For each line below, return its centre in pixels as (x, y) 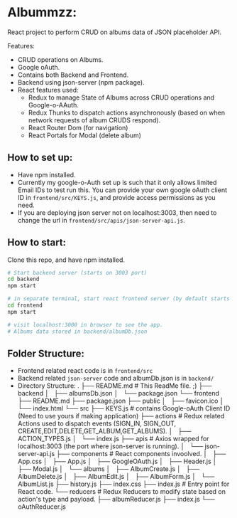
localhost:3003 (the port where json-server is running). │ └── (110, 446)
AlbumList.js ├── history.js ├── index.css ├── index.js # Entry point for (123, 484)
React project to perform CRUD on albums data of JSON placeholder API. (115, 32)
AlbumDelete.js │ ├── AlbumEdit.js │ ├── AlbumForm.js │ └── (116, 477)
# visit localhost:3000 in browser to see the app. (85, 324)
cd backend (23, 279)
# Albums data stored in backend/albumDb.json (77, 332)
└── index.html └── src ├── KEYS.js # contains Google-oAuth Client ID (124, 408)
